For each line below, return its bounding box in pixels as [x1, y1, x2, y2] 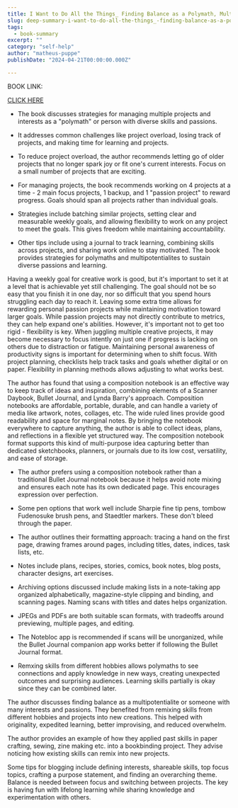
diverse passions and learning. [17, 261, 108, 269]
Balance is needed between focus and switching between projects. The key [7, 778, 229, 786]
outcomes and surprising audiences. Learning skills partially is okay [17, 676, 216, 685]
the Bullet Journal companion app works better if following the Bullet [17, 640, 218, 649]
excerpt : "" [7, 37, 42, 44]
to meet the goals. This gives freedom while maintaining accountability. [17, 224, 226, 233]
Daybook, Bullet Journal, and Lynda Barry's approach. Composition [7, 394, 204, 402]
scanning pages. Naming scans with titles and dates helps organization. [17, 598, 228, 606]
